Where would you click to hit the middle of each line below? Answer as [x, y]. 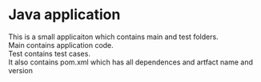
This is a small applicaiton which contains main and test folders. [113, 37]
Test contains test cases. [49, 53]
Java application [64, 15]
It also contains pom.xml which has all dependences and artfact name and [131, 62]
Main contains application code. [61, 45]
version [21, 70]
